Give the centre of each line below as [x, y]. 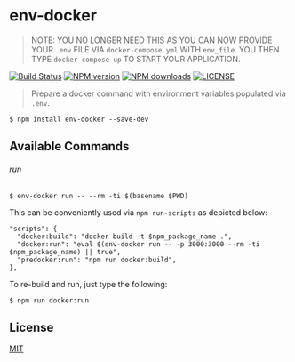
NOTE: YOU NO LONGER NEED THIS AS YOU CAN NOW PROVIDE [151, 40]
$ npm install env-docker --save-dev [79, 119]
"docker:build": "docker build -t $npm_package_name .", [125, 237]
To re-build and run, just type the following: [88, 284]
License [32, 327]
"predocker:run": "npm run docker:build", [97, 260]
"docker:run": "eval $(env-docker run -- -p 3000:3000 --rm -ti [139, 244]
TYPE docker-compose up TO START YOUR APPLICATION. [136, 59]
